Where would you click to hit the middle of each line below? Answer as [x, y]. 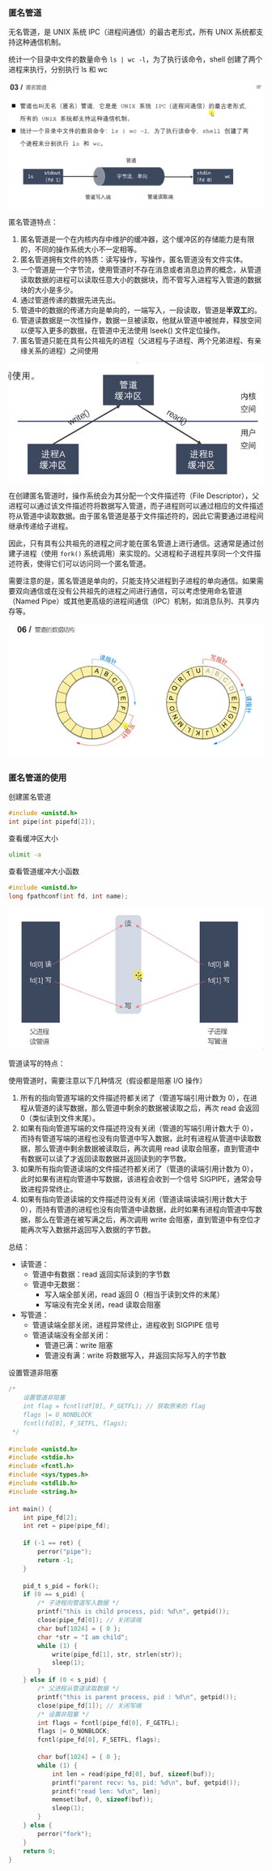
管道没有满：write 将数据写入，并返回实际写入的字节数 [135, 1355]
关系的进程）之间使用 [63, 350]
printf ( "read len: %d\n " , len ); [106, 1791]
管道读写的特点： [37, 1063]
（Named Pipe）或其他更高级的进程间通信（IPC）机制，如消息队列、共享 [130, 601]
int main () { [30, 1509]
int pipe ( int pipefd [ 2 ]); [52, 822]
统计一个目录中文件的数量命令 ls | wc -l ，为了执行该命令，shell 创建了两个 [136, 59]
